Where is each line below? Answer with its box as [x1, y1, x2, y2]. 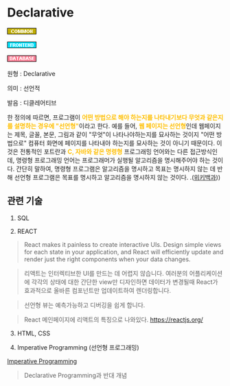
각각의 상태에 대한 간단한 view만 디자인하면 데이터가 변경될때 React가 [31, 278, 218, 286]
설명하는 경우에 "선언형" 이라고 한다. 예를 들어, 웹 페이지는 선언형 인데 [14, 121, 198, 130]
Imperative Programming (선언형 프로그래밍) [16, 343, 139, 351]
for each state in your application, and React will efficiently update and [23, 248, 224, 256]
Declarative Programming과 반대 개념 [23, 371, 128, 379]
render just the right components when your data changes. [23, 255, 191, 263]
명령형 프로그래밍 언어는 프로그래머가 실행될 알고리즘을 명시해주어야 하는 [16, 156, 211, 164]
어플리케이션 [189, 269, 223, 277]
